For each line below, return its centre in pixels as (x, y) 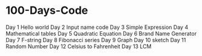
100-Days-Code (47, 11)
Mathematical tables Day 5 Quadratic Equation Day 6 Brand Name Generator (101, 33)
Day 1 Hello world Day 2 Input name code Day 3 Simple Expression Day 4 (97, 27)
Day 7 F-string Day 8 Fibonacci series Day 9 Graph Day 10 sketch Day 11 (96, 40)
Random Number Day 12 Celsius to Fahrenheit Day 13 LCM (79, 46)
